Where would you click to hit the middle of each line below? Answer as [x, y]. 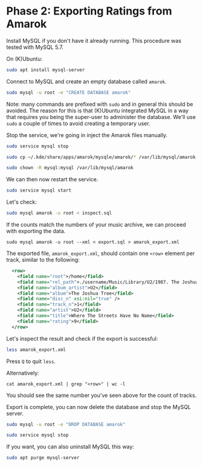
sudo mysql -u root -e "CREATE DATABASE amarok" [69, 92]
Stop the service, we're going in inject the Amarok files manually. [87, 135]
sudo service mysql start [39, 191]
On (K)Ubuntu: [24, 59]
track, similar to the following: [43, 260]
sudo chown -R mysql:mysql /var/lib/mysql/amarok [70, 168]
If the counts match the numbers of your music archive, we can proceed [96, 225]
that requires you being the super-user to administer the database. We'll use [101, 117]
